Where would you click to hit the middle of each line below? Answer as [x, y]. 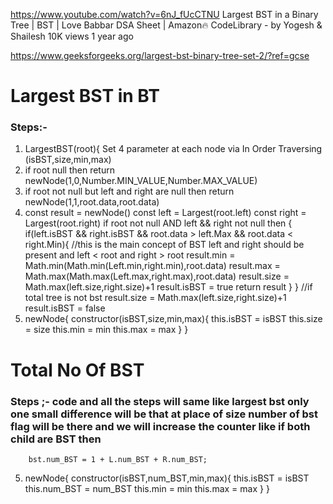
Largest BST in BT [85, 96]
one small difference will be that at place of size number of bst [164, 414]
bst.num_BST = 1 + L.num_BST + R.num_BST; [118, 459]
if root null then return [69, 170]
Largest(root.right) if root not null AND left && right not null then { [158, 223]
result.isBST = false [65, 308]
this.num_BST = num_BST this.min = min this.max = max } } [147, 488]
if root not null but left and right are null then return [129, 191]
